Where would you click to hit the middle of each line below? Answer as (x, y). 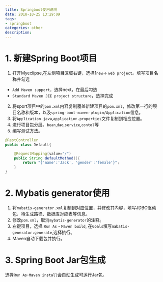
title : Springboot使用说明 (31, 10)
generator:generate (32, 233)
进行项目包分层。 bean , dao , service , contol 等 (55, 125)
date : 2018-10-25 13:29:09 (33, 14)
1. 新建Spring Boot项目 (51, 58)
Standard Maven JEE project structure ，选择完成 (63, 95)
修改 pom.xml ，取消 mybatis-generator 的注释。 (58, 220)
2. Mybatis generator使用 (57, 193)
